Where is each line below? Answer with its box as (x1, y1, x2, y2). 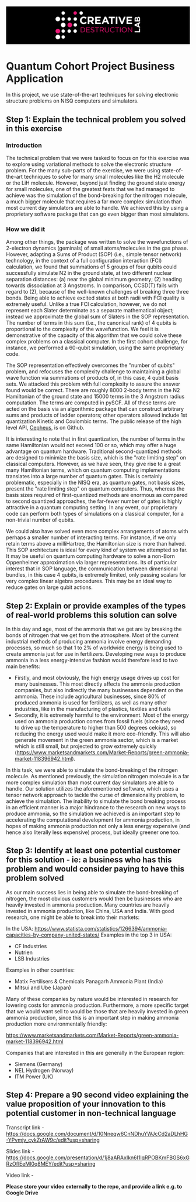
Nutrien (14, 949, 33, 956)
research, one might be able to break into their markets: (6, 914, 140, 921)
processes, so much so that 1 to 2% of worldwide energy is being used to (6, 644, 183, 651)
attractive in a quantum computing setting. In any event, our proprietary (6, 504, 178, 511)
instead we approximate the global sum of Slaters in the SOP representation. (6, 313, 190, 320)
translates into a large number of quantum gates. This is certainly (6, 473, 163, 480)
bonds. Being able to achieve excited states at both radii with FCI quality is (6, 294, 185, 302)
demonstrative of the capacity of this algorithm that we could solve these (6, 332, 182, 339)
